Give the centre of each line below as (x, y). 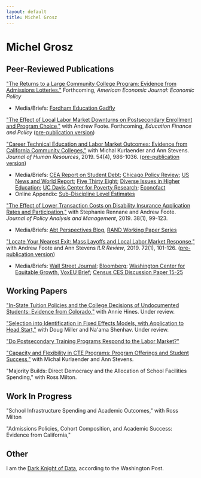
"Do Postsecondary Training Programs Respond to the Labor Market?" (93, 341)
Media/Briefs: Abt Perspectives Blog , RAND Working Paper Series (96, 230)
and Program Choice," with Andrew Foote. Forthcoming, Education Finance (99, 126)
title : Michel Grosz (32, 17)
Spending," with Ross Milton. (42, 377)
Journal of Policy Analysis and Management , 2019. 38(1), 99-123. (87, 218)
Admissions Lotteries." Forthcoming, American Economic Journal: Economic (100, 90)
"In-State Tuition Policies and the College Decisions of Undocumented (93, 305)
